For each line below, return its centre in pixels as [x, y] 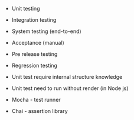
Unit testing [26, 9]
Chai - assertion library [40, 111]
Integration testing [34, 20]
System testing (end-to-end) [46, 31]
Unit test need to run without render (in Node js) [70, 88]
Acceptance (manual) [38, 43]
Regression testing [35, 65]
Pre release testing [35, 54]
